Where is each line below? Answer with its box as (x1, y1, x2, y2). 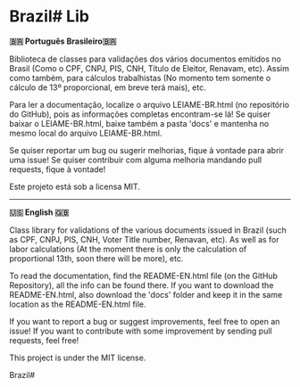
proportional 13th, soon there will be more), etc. (9, 252, 184, 264)
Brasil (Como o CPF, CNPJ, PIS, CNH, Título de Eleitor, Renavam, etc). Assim (9, 62, 290, 73)
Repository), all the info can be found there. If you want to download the (9, 279, 274, 291)
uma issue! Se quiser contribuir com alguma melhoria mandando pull (9, 154, 262, 165)
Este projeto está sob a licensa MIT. (9, 181, 141, 192)
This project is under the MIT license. (9, 352, 146, 363)
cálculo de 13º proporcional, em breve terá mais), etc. (9, 82, 207, 93)
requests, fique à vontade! (9, 163, 106, 175)
